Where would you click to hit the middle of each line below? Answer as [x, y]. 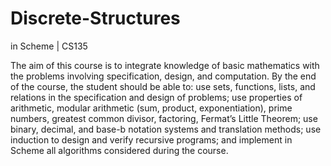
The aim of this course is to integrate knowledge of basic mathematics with [165, 65]
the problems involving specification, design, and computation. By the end [163, 76]
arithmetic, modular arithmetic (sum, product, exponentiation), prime [151, 108]
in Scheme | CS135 [49, 46]
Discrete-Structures [95, 18]
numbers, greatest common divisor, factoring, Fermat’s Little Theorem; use [164, 118]
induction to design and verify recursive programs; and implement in [151, 139]
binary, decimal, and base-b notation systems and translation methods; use [166, 129]
